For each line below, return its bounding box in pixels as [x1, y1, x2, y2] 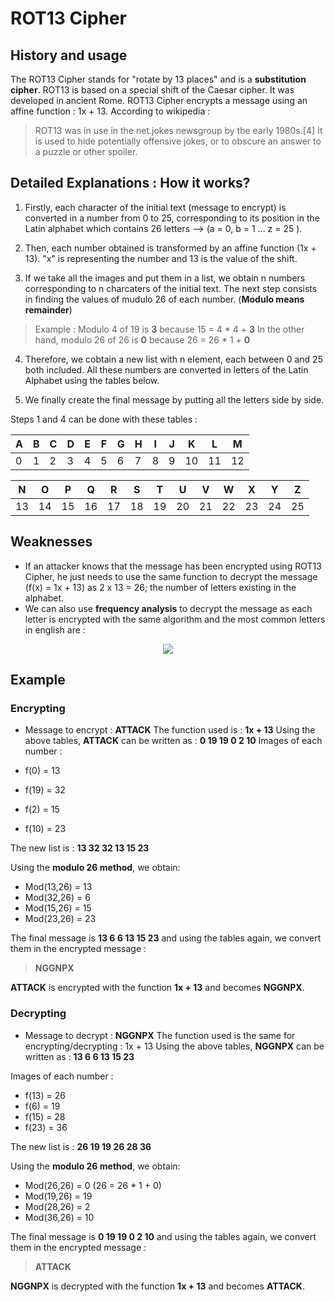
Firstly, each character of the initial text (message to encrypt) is [24, 201, 287, 213]
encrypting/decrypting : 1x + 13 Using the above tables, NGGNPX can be [24, 1040, 325, 1052]
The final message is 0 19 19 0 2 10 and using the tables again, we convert [10, 1230, 317, 1242]
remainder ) [24, 303, 73, 316]
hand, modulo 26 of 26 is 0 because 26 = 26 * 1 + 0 [34, 333, 251, 346]
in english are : [24, 623, 86, 636]
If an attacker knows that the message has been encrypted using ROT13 [24, 560, 322, 572]
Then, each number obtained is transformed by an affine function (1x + [24, 242, 317, 254]
